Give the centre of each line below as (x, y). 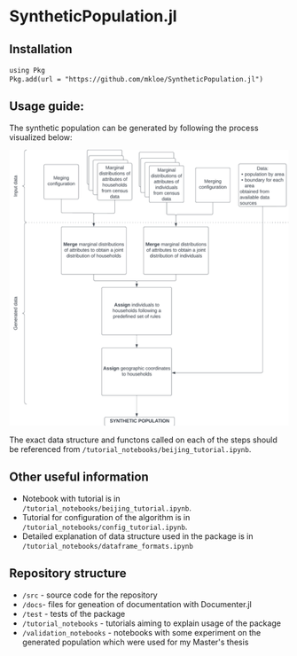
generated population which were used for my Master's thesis (135, 642)
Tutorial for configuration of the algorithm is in (106, 517)
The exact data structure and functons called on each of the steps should (143, 440)
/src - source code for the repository (90, 595)
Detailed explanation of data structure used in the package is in (138, 536)
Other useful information (79, 477)
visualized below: (41, 137)
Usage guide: (47, 107)
